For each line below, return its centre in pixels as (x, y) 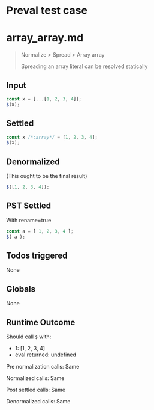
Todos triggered (37, 255)
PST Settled (29, 206)
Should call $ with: (29, 337)
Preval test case (47, 11)
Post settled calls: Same (36, 390)
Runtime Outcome (41, 322)
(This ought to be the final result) (47, 176)
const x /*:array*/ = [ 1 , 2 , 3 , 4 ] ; (52, 137)
